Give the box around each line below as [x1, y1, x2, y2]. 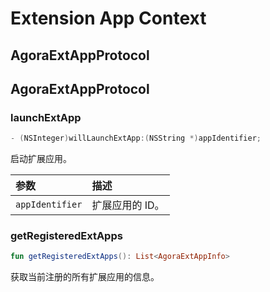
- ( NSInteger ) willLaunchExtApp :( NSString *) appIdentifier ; [10, 133, 262, 144]
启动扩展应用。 [10, 153, 72, 165]
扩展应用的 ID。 [91, 198, 165, 212]
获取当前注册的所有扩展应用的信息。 [10, 271, 160, 283]
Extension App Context [10, 7, 207, 30]
